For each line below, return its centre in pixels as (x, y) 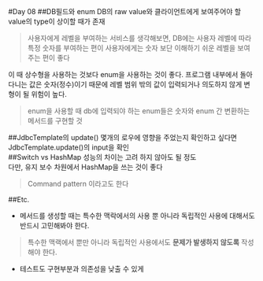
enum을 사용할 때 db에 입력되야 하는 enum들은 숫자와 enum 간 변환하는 (139, 111)
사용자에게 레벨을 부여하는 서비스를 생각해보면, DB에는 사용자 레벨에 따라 (139, 38)
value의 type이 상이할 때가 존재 (57, 21)
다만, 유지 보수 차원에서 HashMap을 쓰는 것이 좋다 (85, 167)
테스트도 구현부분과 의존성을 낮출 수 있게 (81, 269)
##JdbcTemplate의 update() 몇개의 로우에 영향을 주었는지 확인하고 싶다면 (123, 137)
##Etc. (19, 200)
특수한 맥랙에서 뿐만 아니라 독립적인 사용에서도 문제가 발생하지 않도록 (133, 242)
